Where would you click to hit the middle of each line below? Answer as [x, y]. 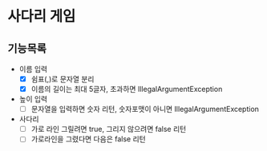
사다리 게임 [42, 16]
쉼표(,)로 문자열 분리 [63, 79]
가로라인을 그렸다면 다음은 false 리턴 [88, 139]
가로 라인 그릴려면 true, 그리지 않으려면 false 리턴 [109, 129]
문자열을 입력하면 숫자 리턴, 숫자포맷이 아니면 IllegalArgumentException [145, 109]
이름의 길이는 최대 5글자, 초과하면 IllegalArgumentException [127, 89]
